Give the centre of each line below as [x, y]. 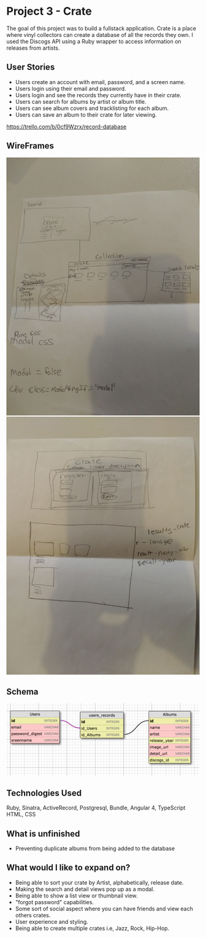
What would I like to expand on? [68, 868]
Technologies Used [44, 793]
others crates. [33, 915]
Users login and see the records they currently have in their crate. [98, 95]
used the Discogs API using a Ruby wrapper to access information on [94, 41]
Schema [22, 691]
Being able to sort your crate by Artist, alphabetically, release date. [99, 882]
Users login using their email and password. [71, 88]
